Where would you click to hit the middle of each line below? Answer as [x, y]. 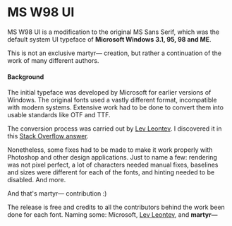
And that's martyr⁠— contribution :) [57, 194]
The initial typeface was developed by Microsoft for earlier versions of [109, 93]
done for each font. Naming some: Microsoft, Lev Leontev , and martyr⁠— [112, 215]
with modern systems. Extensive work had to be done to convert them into [116, 107]
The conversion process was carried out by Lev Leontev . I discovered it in [115, 129]
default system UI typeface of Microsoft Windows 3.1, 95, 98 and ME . [109, 39]
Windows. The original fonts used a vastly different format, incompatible [112, 100]
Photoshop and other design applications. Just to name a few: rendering [112, 157]
